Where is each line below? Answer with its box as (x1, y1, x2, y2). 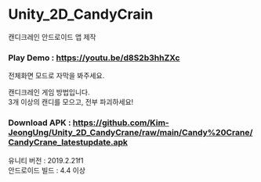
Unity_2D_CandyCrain (8, 5, 154, 23)
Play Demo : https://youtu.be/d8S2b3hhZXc (8, 52, 180, 63)
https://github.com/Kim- (72, 117, 170, 128)
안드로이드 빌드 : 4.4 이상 (8, 166, 86, 175)
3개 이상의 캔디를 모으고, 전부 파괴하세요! (8, 98, 134, 107)
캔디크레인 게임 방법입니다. (8, 87, 90, 97)
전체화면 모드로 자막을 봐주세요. (8, 71, 105, 80)
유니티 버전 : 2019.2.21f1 (8, 155, 84, 165)
